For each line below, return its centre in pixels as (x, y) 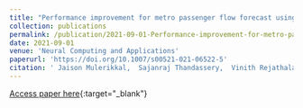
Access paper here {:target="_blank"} (78, 93)
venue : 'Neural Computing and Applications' (94, 51)
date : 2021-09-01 (42, 43)
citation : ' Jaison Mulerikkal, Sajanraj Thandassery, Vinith (133, 68)
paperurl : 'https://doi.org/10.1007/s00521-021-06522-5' (119, 59)
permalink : (30, 34)
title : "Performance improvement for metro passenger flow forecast (141, 18)
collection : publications (58, 26)
